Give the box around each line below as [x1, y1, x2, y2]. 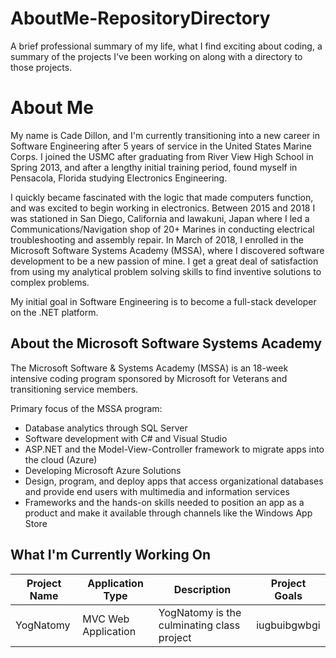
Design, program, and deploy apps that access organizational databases [24, 475, 324, 487]
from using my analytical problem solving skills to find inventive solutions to [10, 265, 322, 277]
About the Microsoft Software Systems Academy [10, 335, 323, 352]
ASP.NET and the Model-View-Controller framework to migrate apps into [24, 443, 325, 455]
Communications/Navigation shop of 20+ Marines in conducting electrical [10, 223, 315, 235]
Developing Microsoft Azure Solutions [24, 464, 182, 476]
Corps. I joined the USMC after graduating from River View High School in [10, 150, 314, 162]
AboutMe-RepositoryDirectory [10, 7, 271, 30]
